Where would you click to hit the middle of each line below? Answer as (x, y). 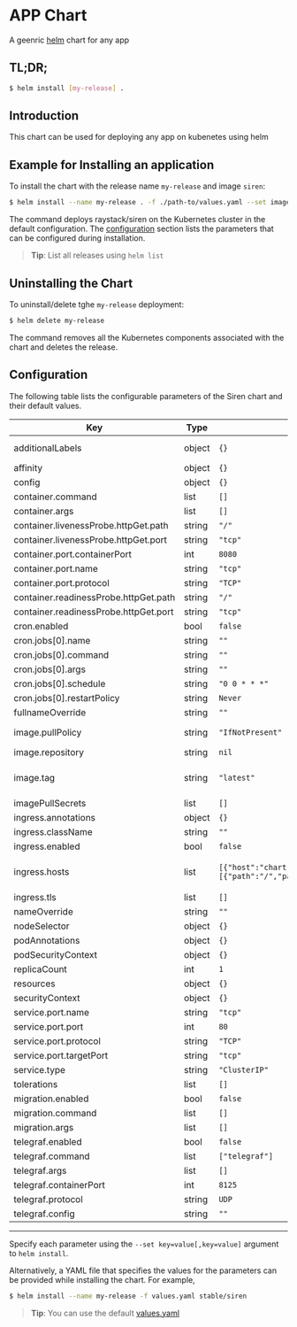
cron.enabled (41, 626)
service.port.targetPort (61, 1055)
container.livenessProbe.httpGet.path (91, 525)
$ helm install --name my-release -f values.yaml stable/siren (128, 1296)
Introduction (44, 116)
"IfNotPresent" (251, 732)
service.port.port (49, 1026)
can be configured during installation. (77, 238)
